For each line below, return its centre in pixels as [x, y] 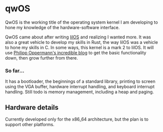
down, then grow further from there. [42, 58]
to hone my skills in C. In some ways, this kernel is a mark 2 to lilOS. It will [79, 47]
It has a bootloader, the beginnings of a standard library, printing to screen [80, 81]
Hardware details [32, 107]
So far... [15, 70]
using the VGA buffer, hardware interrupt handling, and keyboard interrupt [80, 87]
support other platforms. [30, 125]
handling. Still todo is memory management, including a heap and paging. [80, 92]
